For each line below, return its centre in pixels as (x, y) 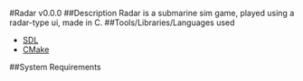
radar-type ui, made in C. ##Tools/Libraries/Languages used (122, 22)
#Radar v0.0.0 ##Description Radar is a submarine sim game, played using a (152, 13)
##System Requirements (55, 67)
